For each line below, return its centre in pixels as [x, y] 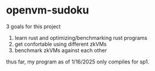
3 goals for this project [33, 26]
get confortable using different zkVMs [60, 44]
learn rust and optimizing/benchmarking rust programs [81, 38]
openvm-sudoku [48, 10]
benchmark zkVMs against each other [61, 50]
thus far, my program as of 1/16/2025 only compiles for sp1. [78, 62]
